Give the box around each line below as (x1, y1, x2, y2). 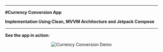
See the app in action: (5, 32, 50, 38)
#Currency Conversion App (5, 10, 62, 15)
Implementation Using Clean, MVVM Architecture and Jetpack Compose (5, 19, 155, 24)
